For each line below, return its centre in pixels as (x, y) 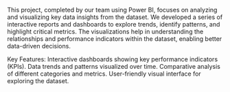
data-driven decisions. (39, 46)
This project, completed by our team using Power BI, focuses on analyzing (112, 10)
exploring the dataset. (38, 81)
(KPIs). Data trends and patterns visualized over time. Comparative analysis (114, 66)
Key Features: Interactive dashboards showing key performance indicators (113, 59)
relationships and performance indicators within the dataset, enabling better (115, 39)
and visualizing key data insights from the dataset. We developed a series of (115, 17)
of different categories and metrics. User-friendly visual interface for (104, 74)
